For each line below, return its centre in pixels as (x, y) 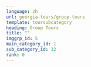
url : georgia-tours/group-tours (45, 17)
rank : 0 (16, 55)
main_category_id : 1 (31, 44)
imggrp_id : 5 (22, 38)
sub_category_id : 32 (31, 50)
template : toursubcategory (39, 22)
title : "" (18, 33)
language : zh (22, 11)
